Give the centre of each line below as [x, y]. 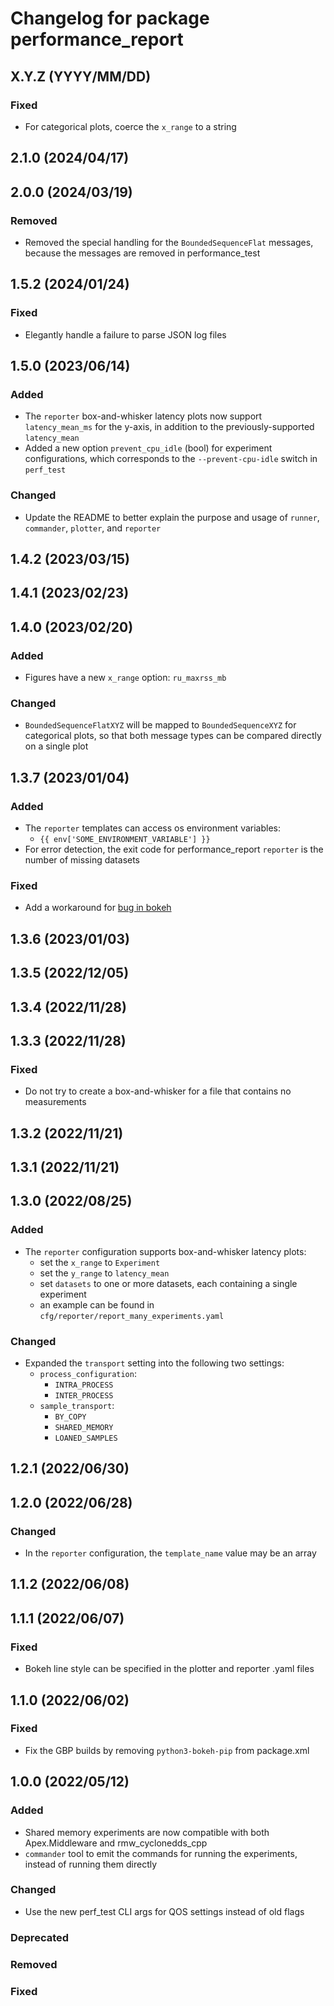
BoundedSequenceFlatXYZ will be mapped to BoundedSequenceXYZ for [160, 725]
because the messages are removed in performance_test [142, 253]
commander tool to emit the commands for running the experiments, [161, 1853]
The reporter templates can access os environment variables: [153, 828]
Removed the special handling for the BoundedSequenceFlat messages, [169, 242]
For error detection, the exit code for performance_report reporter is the [174, 849]
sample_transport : [77, 1405]
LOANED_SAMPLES [86, 1438]
